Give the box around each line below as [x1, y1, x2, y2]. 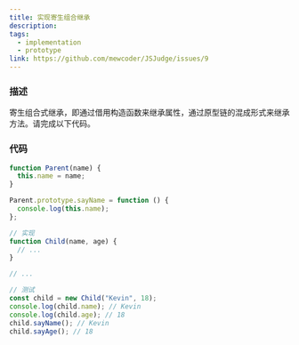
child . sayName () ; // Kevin [9, 318, 109, 327]
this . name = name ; [17, 172, 86, 181]
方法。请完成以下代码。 [9, 118, 95, 129]
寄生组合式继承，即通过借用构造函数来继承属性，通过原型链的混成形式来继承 [9, 108, 290, 118]
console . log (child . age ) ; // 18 [9, 310, 125, 319]
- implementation [17, 37, 82, 47]
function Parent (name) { [9, 164, 101, 172]
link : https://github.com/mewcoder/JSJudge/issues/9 [9, 54, 209, 63]
